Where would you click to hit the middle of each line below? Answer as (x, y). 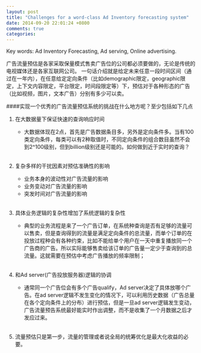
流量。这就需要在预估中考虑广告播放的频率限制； (84, 256)
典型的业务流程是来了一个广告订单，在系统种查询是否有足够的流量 (105, 226)
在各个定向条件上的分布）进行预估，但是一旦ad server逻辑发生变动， (109, 303)
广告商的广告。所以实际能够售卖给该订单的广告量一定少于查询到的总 (108, 248)
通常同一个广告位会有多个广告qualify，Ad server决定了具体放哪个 (105, 288)
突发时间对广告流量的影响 (55, 194)
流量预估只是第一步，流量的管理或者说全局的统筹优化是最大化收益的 (99, 337)
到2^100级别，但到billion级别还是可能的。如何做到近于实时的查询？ (107, 147)
